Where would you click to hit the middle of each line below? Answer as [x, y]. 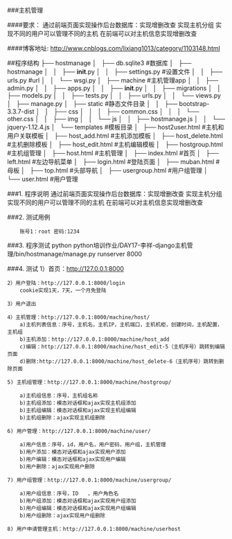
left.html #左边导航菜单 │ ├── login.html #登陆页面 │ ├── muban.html [111, 162]
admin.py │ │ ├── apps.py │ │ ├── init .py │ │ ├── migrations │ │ [114, 88]
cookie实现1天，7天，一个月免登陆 [63, 290]
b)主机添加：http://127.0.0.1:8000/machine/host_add [95, 339]
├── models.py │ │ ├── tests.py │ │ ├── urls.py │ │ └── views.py [114, 95]
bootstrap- [194, 104]
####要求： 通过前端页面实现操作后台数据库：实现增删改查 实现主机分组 [111, 25]
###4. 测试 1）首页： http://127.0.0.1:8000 [66, 268]
